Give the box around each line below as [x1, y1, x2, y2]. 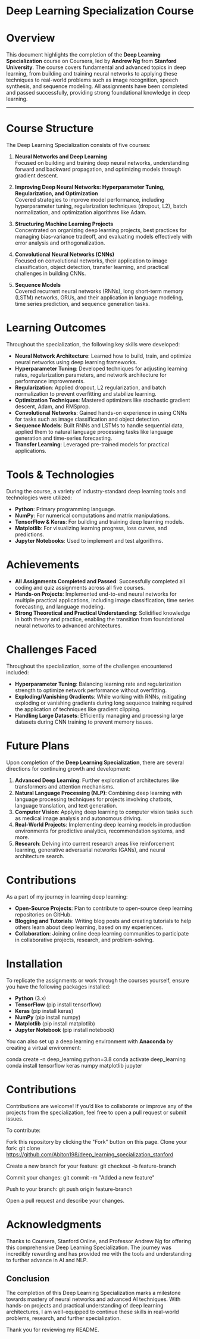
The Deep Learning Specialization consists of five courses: [6, 142, 151, 149]
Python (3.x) [14, 994, 46, 1002]
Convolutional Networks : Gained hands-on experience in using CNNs [14, 409, 187, 416]
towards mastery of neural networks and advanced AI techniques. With [6, 1296, 181, 1303]
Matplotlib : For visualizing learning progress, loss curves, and [14, 524, 167, 531]
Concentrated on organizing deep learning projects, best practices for [14, 227, 187, 234]
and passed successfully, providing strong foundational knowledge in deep [6, 89, 190, 96]
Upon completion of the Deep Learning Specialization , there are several [6, 759, 185, 766]
